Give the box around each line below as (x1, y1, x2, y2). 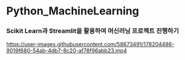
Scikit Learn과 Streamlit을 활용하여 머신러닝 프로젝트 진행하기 (6, 27, 180, 35)
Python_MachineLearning (6, 4, 139, 18)
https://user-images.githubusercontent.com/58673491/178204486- (6, 41, 175, 48)
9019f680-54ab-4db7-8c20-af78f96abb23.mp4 (6, 47, 127, 55)
